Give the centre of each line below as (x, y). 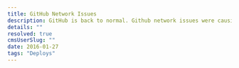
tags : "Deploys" (31, 54)
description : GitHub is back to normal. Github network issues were (111, 21)
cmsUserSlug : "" (31, 40)
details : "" (25, 27)
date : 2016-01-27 (33, 47)
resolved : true (30, 34)
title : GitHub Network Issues (52, 14)
